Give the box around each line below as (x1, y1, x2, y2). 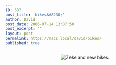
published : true (5, 41, 40, 46)
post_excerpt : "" (5, 26, 42, 31)
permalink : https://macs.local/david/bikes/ (5, 36, 102, 41)
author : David (5, 17, 36, 22)
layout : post (5, 31, 33, 36)
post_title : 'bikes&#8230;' (5, 12, 65, 17)
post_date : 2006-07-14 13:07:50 (5, 21, 74, 27)
